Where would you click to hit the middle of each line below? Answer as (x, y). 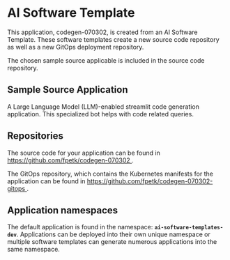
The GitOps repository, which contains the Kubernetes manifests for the (110, 174)
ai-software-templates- (189, 228)
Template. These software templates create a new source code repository (113, 39)
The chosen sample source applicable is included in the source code (106, 60)
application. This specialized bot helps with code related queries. (100, 114)
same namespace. (34, 250)
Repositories (36, 136)
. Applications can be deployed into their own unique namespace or (113, 234)
